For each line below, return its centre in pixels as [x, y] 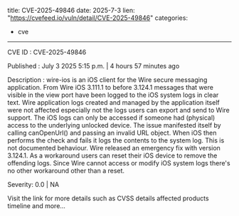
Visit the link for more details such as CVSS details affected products [108, 198]
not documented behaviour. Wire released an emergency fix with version [114, 148]
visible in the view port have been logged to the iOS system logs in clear [113, 95]
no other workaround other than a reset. [66, 171]
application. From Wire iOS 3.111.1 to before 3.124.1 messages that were [110, 87]
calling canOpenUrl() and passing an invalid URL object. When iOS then [112, 133]
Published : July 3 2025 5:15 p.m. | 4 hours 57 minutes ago [94, 66]
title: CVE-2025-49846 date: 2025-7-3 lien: [71, 10]
